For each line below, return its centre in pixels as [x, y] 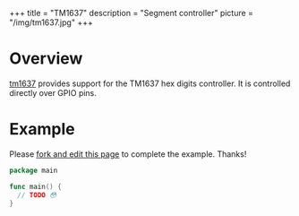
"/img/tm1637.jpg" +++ [51, 22]
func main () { [36, 186]
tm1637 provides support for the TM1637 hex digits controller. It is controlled [150, 83]
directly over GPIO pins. [53, 92]
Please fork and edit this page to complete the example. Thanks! [128, 154]
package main [34, 170]
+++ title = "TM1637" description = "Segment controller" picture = [131, 13]
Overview [46, 59]
